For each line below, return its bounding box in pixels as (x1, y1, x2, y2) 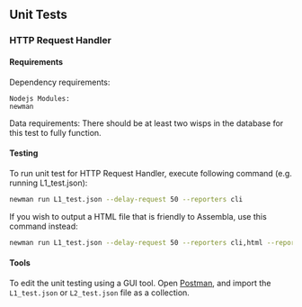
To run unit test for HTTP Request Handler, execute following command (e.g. (9, 167, 292, 178)
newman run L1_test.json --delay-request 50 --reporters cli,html (9, 238, 263, 247)
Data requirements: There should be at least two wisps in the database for (9, 117, 284, 129)
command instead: (9, 221, 78, 231)
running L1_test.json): (9, 177, 88, 188)
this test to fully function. (9, 127, 102, 138)
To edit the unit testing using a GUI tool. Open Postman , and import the (9, 277, 271, 288)
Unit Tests (9, 7, 67, 23)
